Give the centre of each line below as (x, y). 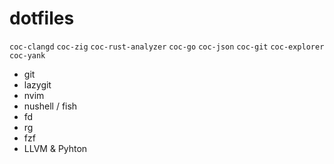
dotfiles (42, 18)
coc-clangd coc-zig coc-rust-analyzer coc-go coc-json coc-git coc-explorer (167, 47)
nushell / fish (50, 106)
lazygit (37, 84)
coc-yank (27, 55)
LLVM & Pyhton (55, 148)
